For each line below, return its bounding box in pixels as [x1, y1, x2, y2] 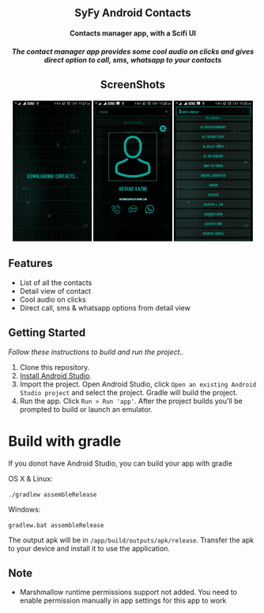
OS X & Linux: [8, 474, 53, 483]
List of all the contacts [19, 277, 92, 287]
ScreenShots [100, 78, 166, 91]
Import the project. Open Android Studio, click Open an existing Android [19, 379, 257, 389]
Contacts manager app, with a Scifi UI [70, 28, 196, 38]
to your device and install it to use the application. [8, 543, 170, 553]
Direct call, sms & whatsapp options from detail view [19, 303, 191, 312]
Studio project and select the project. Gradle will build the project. [19, 387, 238, 397]
